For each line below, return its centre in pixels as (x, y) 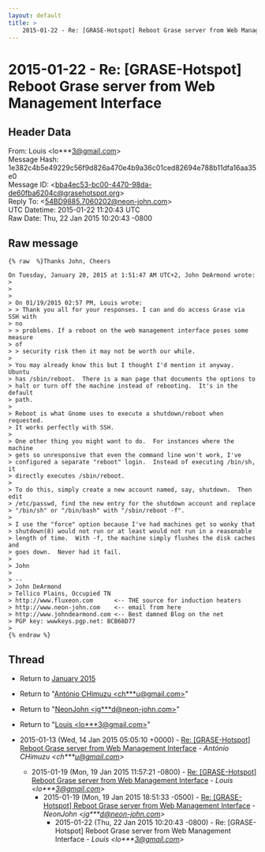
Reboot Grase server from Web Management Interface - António (124, 748)
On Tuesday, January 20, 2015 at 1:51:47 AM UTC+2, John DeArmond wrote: (132, 275)
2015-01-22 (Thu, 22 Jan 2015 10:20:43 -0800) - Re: (140, 822)
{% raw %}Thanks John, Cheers (60, 262)
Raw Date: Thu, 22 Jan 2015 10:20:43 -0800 (80, 218)
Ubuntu (19, 373)
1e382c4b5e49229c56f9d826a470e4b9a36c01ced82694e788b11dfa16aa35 (132, 168)
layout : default (35, 15)
